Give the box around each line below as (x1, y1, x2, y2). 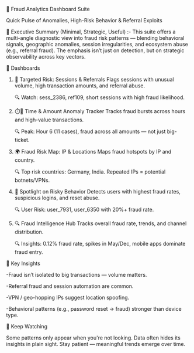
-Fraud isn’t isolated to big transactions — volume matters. (6, 271, 147, 278)
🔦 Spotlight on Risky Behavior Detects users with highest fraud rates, (14, 188, 181, 195)
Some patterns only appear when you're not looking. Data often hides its (6, 334, 181, 341)
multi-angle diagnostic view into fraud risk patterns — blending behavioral (6, 35, 185, 41)
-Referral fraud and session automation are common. (6, 283, 134, 290)
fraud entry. (14, 249, 43, 255)
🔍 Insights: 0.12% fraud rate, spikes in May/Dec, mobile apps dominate (14, 240, 186, 247)
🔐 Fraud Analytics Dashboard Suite (6, 6, 90, 12)
